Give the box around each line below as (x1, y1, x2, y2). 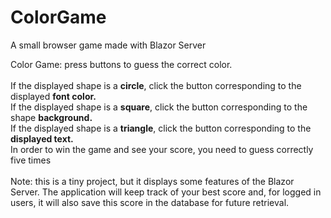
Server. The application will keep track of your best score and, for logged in (10, 186, 322, 198)
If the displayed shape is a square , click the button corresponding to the (10, 101, 308, 113)
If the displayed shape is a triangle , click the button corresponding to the (10, 122, 312, 134)
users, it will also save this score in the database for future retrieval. (10, 196, 290, 208)
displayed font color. (10, 90, 97, 102)
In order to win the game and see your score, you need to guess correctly (10, 143, 314, 155)
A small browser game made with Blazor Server (10, 39, 207, 51)
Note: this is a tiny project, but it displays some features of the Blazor (10, 175, 295, 187)
